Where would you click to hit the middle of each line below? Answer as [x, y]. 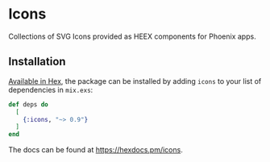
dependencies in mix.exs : [51, 89]
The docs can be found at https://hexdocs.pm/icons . [96, 150]
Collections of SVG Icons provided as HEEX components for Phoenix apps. [132, 36]
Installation [37, 62]
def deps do [28, 104]
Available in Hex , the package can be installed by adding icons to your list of [135, 81]
